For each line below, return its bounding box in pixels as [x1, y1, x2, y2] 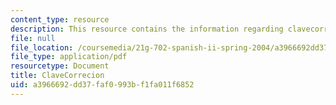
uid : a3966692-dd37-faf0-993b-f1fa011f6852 [10, 80, 195, 90]
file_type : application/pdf [10, 52, 128, 62]
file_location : [10, 42, 74, 53]
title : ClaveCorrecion [10, 71, 105, 81]
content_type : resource [10, 14, 110, 25]
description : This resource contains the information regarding [10, 24, 284, 34]
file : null [10, 33, 56, 43]
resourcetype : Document [10, 61, 110, 71]
